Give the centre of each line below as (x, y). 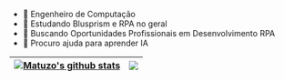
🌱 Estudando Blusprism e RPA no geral (95, 24)
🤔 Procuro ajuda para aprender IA (85, 43)
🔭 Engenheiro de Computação (79, 14)
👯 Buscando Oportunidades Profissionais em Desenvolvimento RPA (149, 33)
